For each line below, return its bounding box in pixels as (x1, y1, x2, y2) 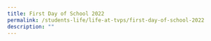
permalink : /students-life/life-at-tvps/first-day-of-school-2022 (7, 17, 205, 24)
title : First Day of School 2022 (7, 10, 105, 17)
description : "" (7, 23, 54, 30)
